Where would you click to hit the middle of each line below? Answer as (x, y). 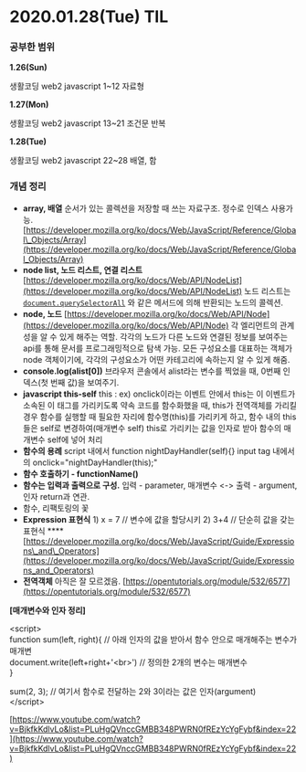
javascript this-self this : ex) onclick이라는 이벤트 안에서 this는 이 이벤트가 (159, 394)
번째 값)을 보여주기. (84, 382)
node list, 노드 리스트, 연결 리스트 (83, 270)
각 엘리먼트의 (254, 325)
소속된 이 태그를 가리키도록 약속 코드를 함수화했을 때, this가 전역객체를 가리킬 (160, 405)
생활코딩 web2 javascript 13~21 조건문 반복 (88, 123)
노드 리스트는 (268, 291)
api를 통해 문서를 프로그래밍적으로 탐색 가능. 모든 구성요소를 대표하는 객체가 (158, 348)
